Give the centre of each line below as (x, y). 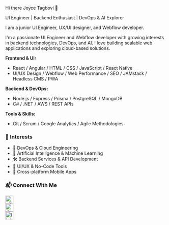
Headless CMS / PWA (35, 79)
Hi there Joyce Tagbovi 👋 (32, 8)
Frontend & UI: (21, 58)
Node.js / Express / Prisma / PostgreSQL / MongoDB (67, 99)
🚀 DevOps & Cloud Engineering (45, 148)
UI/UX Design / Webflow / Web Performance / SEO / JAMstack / (80, 73)
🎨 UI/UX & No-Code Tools (40, 166)
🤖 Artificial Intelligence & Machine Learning (58, 153)
